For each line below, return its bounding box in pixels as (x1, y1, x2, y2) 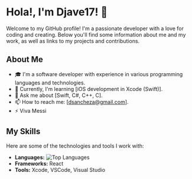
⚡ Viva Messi (14, 107, 47, 114)
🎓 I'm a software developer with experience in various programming (14, 70, 183, 77)
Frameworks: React (14, 160, 64, 167)
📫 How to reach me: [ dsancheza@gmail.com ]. (14, 98, 129, 105)
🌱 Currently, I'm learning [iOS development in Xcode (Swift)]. (14, 85, 163, 92)
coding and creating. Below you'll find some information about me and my (6, 31, 186, 38)
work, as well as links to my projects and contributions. (6, 37, 140, 44)
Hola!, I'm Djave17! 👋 (6, 5, 108, 19)
